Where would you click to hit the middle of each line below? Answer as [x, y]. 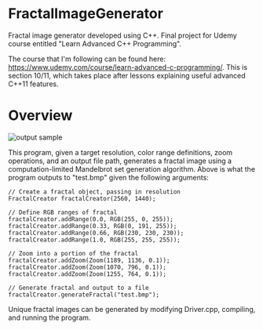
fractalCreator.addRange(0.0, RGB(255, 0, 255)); [91, 219]
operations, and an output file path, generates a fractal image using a [120, 161]
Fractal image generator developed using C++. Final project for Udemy [122, 35]
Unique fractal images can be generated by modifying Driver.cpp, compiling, [132, 309]
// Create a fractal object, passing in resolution [94, 192]
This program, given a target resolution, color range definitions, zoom [121, 152]
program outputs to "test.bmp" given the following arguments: [109, 177]
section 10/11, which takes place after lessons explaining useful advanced [127, 75]
